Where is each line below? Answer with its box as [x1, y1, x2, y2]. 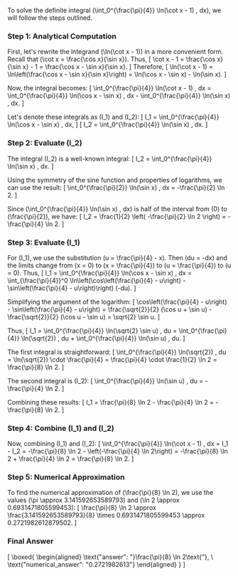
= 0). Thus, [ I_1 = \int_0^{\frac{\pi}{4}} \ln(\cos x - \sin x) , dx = [7, 268, 192, 277]
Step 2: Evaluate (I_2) [7, 138, 83, 148]
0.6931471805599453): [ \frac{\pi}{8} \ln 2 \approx [7, 503, 156, 512]
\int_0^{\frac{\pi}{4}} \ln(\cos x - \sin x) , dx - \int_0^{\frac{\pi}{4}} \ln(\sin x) [7, 92, 231, 100]
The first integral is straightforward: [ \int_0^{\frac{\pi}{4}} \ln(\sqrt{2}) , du [7, 348, 227, 356]
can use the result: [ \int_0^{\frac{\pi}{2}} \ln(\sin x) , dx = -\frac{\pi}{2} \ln [7, 183, 225, 191]
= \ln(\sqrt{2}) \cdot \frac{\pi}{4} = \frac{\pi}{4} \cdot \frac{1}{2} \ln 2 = [7, 355, 218, 363]
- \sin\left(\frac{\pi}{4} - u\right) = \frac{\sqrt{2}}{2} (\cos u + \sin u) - [7, 305, 212, 314]
